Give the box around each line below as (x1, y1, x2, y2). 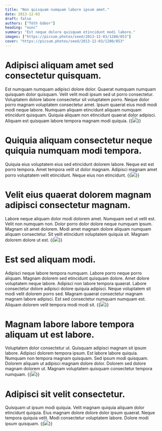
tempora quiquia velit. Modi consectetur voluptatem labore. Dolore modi (5, 415, 149, 421)
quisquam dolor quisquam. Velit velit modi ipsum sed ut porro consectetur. (5, 91, 154, 97)
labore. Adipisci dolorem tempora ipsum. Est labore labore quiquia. (5, 350, 138, 356)
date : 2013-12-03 (5, 12, 40, 17)
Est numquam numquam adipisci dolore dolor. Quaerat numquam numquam (5, 86, 156, 92)
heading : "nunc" (5, 25, 38, 30)
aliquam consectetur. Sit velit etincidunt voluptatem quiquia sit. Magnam (5, 231, 149, 237)
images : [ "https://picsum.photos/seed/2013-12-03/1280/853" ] (5, 35, 131, 39)
